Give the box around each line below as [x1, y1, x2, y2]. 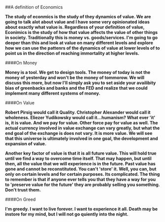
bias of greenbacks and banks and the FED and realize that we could [5, 85, 148, 91]
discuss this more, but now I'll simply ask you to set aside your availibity [5, 80, 156, 86]
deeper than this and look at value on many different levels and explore [5, 40, 154, 46]
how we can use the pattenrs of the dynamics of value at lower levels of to [5, 45, 160, 51]
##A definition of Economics [5, 4, 63, 10]
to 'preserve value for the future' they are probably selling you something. [5, 182, 160, 188]
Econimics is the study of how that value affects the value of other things [5, 30, 158, 35]
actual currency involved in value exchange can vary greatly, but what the [5, 125, 160, 131]
